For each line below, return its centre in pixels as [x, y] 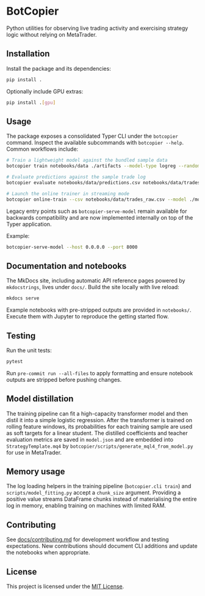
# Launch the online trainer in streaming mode [68, 193]
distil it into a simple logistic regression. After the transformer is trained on [99, 420]
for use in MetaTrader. [34, 452]
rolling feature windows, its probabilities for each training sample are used [99, 426]
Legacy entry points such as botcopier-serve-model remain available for [97, 211]
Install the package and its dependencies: [59, 68]
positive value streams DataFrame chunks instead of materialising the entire [102, 499]
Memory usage [36, 472]
